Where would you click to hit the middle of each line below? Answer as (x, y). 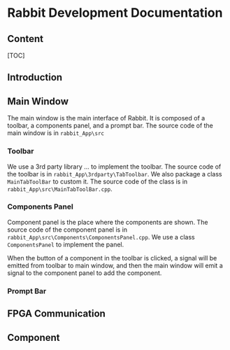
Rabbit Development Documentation (115, 13)
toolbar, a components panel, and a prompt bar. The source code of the (110, 126)
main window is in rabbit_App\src (56, 133)
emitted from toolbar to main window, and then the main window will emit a (115, 265)
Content (26, 39)
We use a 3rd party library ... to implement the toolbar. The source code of (114, 167)
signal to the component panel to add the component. (85, 273)
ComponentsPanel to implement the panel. (66, 244)
